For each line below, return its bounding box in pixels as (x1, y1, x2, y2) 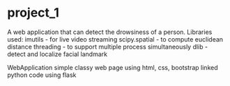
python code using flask (7, 71, 77, 79)
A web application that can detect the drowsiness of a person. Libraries (7, 28, 213, 36)
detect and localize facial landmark (7, 50, 108, 58)
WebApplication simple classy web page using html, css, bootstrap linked (7, 63, 218, 71)
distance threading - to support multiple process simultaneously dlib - (7, 42, 208, 51)
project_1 (7, 5, 59, 21)
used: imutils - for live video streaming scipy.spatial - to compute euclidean (7, 35, 224, 43)
